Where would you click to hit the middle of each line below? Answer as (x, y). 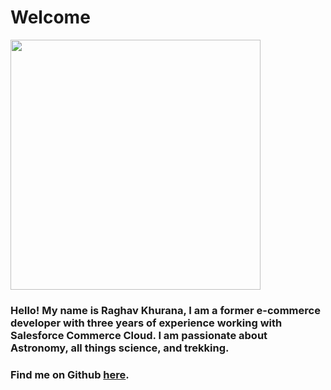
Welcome (50, 17)
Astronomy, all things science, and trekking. (120, 348)
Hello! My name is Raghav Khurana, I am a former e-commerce (165, 310)
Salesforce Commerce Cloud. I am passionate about (139, 335)
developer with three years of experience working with (146, 323)
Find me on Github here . (70, 374)
